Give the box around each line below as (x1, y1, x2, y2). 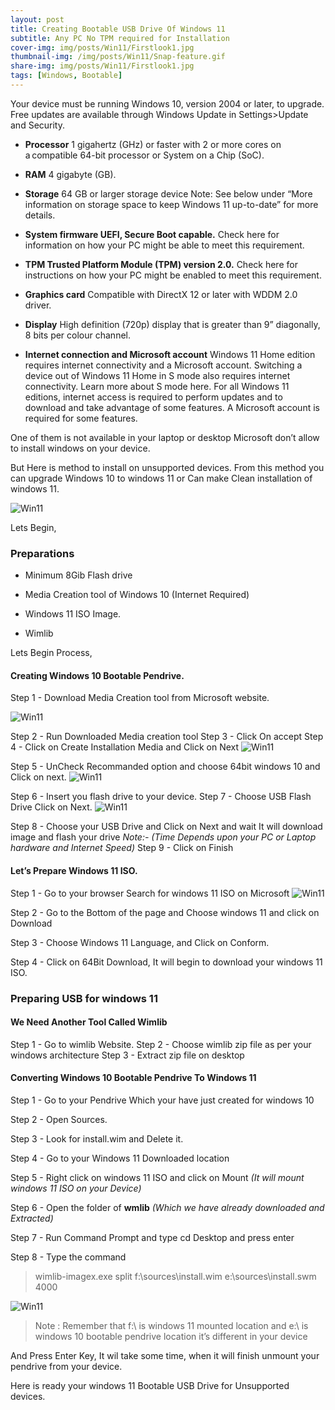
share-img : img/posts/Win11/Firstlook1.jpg (10, 61, 195, 71)
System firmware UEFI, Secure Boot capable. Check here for (24, 228, 280, 240)
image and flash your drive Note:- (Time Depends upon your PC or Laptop (10, 831, 317, 843)
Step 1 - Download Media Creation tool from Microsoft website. (10, 692, 270, 704)
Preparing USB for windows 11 (10, 991, 158, 1005)
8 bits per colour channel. (24, 329, 132, 341)
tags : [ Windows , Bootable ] (10, 71, 123, 81)
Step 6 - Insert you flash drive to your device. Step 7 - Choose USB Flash (10, 791, 312, 803)
